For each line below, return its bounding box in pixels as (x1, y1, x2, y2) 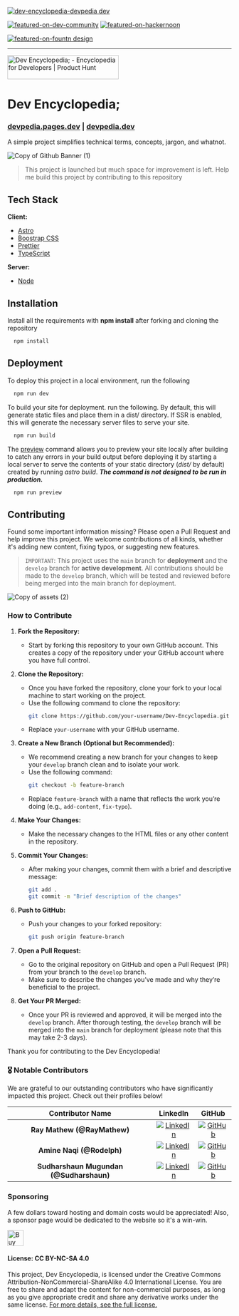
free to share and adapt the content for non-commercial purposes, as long (7, 1285, 225, 1293)
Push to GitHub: (17, 906, 66, 915)
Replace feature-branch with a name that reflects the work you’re (28, 794, 221, 803)
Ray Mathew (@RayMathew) (31, 1125, 130, 1135)
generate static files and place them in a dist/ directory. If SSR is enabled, (7, 410, 223, 419)
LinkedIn (159, 1109, 189, 1119)
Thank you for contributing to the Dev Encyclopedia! (7, 1047, 161, 1055)
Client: (7, 212, 28, 221)
